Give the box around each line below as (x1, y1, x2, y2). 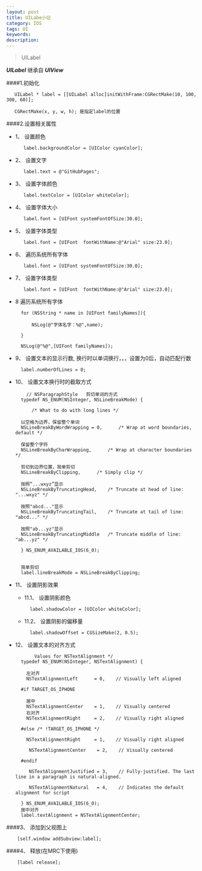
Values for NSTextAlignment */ (34, 653, 113, 659)
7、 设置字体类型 (15, 274, 58, 282)
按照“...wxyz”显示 (21, 481, 64, 487)
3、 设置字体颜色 (15, 180, 58, 187)
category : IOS (6, 20, 42, 26)
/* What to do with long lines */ (31, 408, 119, 414)
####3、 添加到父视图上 (6, 824, 68, 831)
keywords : (6, 32, 32, 38)
